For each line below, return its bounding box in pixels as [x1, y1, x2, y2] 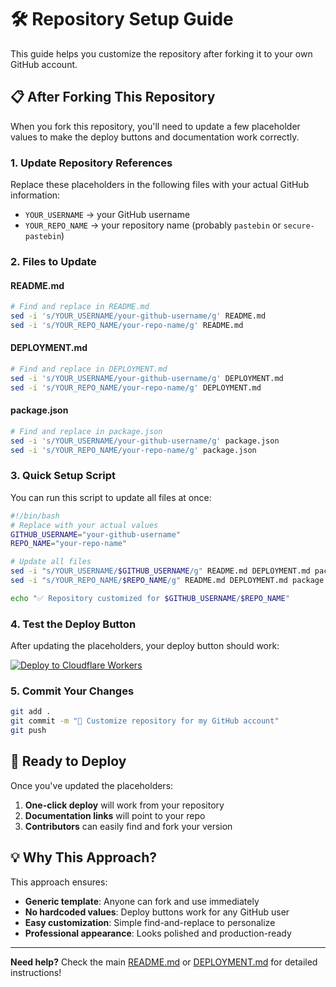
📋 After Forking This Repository [10, 89, 216, 106]
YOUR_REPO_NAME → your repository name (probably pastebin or [24, 219, 282, 231]
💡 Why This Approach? [10, 849, 157, 866]
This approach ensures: [10, 876, 108, 888]
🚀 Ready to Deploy [10, 753, 127, 770]
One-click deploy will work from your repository [24, 799, 225, 811]
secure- [283, 221, 315, 231]
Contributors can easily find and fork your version [24, 820, 233, 832]
